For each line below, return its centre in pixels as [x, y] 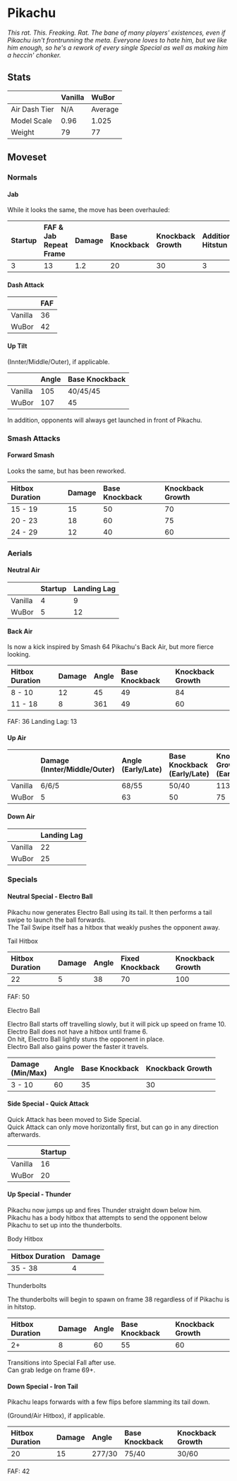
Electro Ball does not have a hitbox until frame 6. [78, 1031]
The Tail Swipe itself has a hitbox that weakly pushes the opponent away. [114, 927]
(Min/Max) [29, 1072]
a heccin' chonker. [34, 55]
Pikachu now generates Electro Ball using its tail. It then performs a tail [110, 912]
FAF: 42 [19, 1471]
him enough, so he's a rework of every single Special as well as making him [117, 47]
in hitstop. [22, 1307]
